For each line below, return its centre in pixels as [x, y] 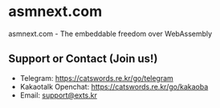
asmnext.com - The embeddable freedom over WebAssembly [110, 34]
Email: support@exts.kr [59, 95]
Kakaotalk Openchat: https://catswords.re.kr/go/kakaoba [114, 86]
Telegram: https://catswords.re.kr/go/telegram [97, 78]
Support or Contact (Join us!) [83, 59]
